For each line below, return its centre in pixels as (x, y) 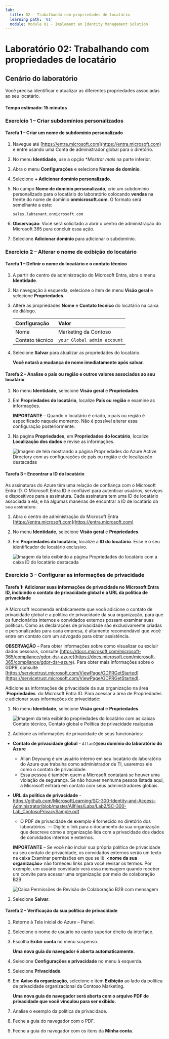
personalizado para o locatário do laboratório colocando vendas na (83, 194)
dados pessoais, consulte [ (33, 651)
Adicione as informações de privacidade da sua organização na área (77, 688)
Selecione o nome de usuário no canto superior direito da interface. (83, 932)
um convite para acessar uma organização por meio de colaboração (84, 874)
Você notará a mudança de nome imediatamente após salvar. (78, 363)
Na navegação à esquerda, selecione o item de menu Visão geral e (83, 290)
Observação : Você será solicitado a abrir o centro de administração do (87, 223)
